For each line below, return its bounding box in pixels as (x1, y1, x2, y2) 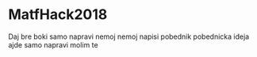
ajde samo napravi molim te (8, 40, 98, 49)
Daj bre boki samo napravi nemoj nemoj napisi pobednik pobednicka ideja (8, 32, 250, 41)
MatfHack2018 (8, 6, 108, 24)
